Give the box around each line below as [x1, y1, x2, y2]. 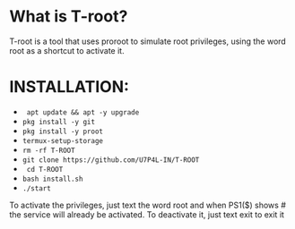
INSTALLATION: [9, 77, 130, 98]
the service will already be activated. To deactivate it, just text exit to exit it [9, 208, 285, 220]
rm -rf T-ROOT [22, 146, 75, 155]
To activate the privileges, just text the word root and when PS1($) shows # [9, 199, 287, 210]
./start [22, 183, 51, 193]
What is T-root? [9, 6, 128, 27]
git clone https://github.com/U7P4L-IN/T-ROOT [22, 155, 200, 165]
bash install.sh [22, 174, 83, 183]
